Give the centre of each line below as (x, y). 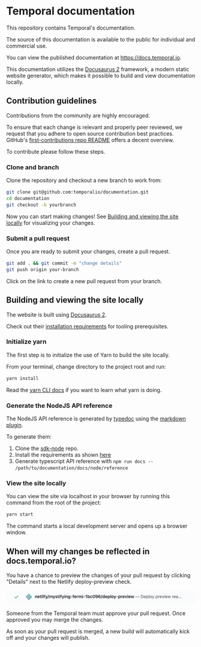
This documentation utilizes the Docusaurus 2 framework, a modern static (98, 69)
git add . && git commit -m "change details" (64, 263)
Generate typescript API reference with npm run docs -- (84, 461)
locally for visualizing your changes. (51, 223)
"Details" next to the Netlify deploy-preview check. (69, 581)
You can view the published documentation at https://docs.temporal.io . (94, 57)
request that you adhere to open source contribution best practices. (90, 133)
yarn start (20, 514)
